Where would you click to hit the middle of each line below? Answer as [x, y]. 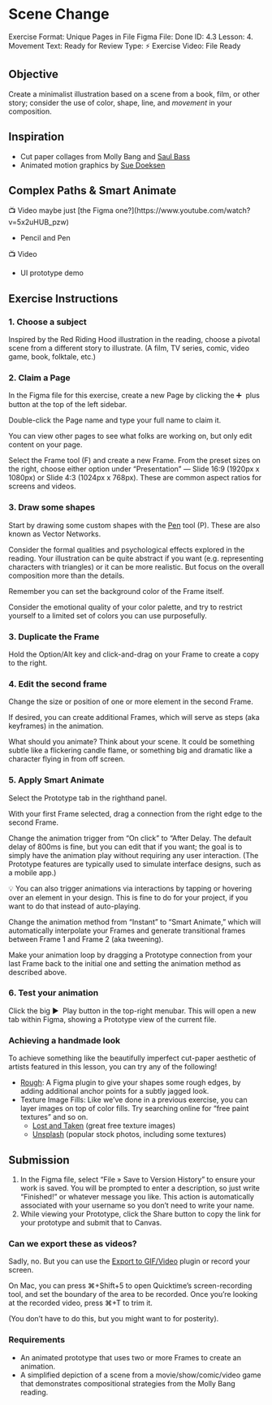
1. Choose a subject [47, 322]
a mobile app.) [32, 872]
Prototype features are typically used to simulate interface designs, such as [135, 864]
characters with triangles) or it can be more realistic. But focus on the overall [136, 566]
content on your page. [45, 444]
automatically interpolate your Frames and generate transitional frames [127, 930]
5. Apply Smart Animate [56, 780]
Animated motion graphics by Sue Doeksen [93, 165]
